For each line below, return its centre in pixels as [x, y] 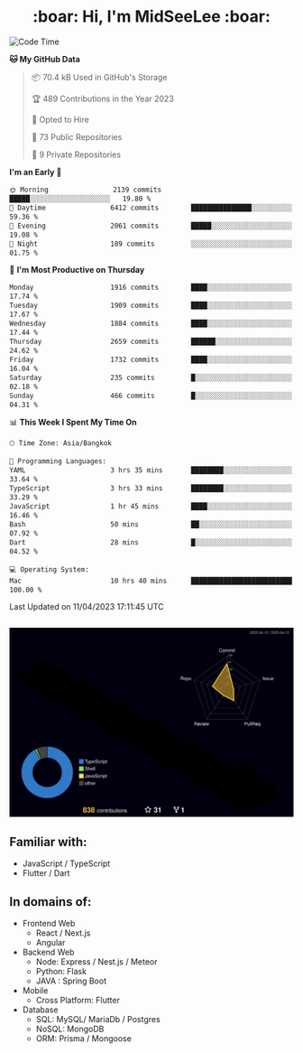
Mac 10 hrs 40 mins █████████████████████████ [151, 581]
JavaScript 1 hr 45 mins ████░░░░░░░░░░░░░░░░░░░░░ [151, 506]
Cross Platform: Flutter [78, 1001]
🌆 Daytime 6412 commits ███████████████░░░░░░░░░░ [151, 208]
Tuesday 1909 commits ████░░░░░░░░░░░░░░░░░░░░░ [151, 305]
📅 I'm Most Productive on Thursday [77, 269]
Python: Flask [61, 972]
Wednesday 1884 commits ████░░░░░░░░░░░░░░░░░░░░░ [151, 323]
